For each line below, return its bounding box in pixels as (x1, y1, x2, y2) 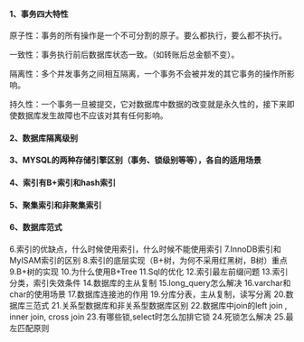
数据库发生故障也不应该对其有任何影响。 (16, 110, 168, 121)
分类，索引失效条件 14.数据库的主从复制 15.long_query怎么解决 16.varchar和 (9, 277, 291, 288)
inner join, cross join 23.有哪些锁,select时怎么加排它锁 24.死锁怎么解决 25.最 (9, 311, 294, 322)
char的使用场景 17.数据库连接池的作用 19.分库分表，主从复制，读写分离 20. (9, 289, 287, 300)
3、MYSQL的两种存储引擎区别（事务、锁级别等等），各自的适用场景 (9, 154, 262, 166)
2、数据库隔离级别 (9, 132, 79, 143)
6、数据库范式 (9, 222, 63, 233)
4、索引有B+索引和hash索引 (9, 177, 116, 188)
